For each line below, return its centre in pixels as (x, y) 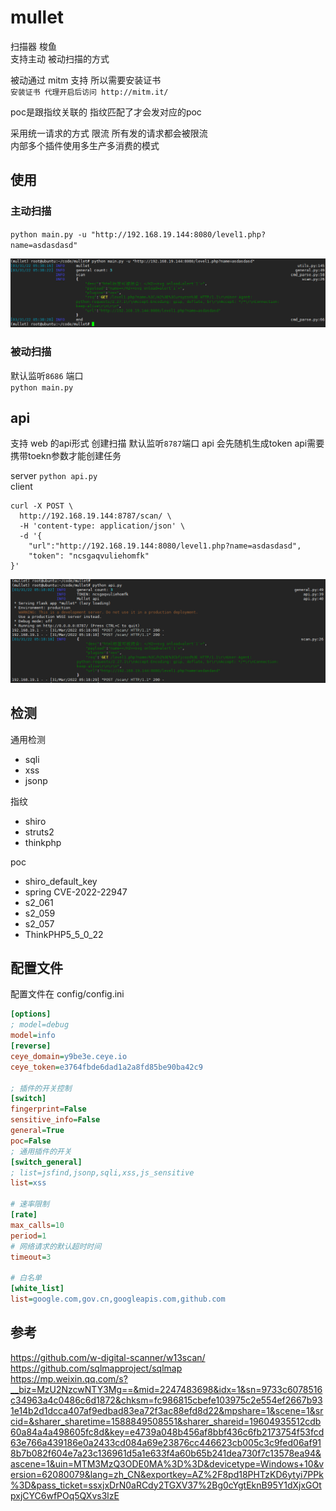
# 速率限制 (30, 1204)
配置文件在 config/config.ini (67, 994)
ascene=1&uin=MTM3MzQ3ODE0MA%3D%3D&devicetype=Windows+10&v (167, 1463)
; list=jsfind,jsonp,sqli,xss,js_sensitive (102, 1172)
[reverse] (31, 1046)
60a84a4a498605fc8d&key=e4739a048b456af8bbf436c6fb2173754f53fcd (167, 1432)
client (21, 487)
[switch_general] (46, 1162)
